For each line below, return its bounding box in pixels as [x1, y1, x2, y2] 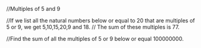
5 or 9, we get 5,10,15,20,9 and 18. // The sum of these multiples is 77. [6, 24, 180, 30]
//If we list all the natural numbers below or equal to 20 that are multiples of [6, 17, 196, 24]
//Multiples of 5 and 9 [6, 5, 61, 12]
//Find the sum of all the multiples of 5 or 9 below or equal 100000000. [6, 35, 184, 42]
